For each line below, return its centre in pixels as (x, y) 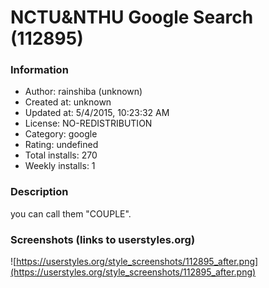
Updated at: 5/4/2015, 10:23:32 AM (97, 113)
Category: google (61, 134)
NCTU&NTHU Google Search (132, 17)
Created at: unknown (68, 102)
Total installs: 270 (61, 155)
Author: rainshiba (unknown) (83, 92)
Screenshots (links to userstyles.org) (103, 239)
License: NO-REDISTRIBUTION (88, 123)
